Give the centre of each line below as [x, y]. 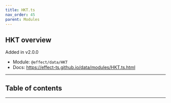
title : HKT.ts [20, 10]
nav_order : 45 [20, 15]
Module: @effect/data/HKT [40, 62]
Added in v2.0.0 [22, 52]
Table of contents [34, 88]
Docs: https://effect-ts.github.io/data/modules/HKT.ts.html [74, 67]
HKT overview [28, 40]
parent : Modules [22, 19]
